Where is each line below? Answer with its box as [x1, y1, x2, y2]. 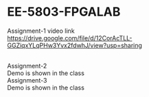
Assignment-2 [7, 61, 47, 70]
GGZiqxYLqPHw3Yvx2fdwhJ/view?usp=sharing [7, 41, 143, 49]
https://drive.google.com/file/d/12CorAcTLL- [7, 33, 133, 42]
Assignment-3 [7, 76, 47, 84]
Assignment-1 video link [7, 27, 75, 35]
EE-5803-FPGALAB [7, 4, 121, 20]
